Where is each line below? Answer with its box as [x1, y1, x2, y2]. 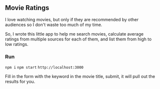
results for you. [5, 79, 35, 85]
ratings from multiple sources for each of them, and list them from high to [5, 36, 152, 42]
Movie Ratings [5, 4, 49, 12]
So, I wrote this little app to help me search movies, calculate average [5, 31, 144, 37]
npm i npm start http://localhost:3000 [5, 65, 84, 70]
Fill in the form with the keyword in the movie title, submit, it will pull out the [5, 74, 155, 79]
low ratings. [5, 41, 29, 47]
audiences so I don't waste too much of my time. [5, 22, 103, 27]
